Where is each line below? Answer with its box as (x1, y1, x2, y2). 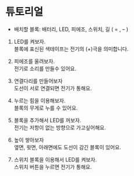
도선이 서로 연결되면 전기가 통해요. (13, 85, 92, 91)
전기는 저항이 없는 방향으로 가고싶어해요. (13, 124, 106, 131)
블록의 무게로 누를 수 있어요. (13, 104, 78, 111)
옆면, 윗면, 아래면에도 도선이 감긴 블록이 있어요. (13, 143, 122, 150)
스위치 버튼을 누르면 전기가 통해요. (13, 163, 92, 170)
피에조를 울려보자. (13, 58, 55, 65)
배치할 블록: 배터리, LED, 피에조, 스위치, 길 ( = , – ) (13, 26, 129, 33)
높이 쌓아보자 (13, 136, 44, 143)
